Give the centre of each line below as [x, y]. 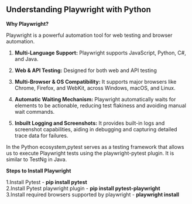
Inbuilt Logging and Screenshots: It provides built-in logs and [90, 123]
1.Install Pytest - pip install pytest [47, 182]
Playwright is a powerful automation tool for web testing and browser [89, 35]
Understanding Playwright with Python [78, 10]
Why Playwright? [27, 23]
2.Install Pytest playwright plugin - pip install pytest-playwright [83, 188]
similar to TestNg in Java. [37, 159]
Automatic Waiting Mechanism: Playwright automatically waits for [95, 99]
